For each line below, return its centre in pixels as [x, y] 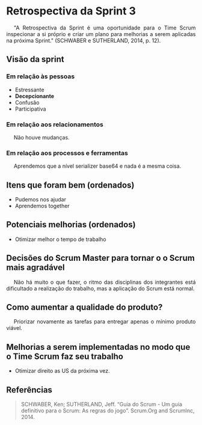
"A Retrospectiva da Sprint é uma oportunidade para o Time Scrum [105, 28]
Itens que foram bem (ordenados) [70, 185]
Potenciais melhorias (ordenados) [71, 225]
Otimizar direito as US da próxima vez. [62, 371]
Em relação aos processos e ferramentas [67, 153]
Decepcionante [35, 96]
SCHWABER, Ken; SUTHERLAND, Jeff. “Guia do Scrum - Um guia [101, 405]
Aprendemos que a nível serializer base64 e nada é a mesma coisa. [98, 166]
